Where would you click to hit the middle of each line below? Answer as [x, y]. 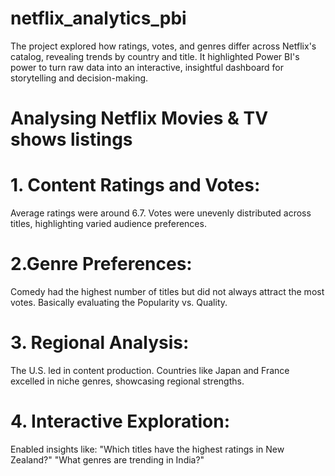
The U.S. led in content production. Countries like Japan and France [150, 370]
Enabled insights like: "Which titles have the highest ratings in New [147, 449]
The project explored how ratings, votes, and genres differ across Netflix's [163, 46]
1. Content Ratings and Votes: [135, 185]
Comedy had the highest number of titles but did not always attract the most [167, 291]
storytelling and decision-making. [79, 78]
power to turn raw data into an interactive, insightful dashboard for [147, 67]
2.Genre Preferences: [101, 264]
